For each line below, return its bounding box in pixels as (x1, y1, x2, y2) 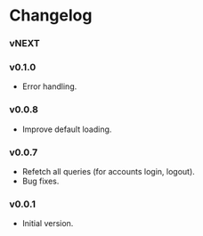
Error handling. (21, 81, 77, 92)
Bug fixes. (21, 175, 60, 186)
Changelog (9, 5, 93, 26)
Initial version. (21, 218, 74, 229)
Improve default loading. (21, 124, 112, 134)
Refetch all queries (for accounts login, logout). (21, 167, 196, 176)
